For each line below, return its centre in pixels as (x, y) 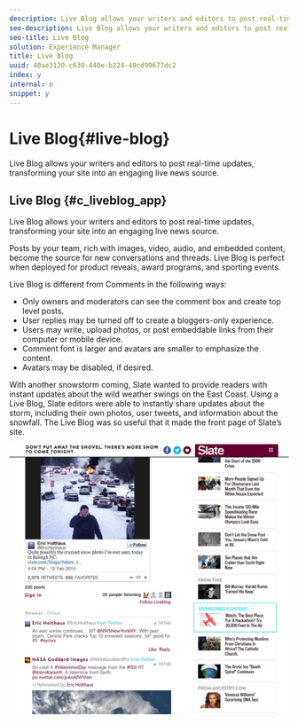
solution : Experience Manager (65, 47)
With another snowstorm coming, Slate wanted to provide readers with (138, 385)
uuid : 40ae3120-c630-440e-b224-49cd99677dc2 (93, 66)
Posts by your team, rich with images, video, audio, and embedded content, (147, 248)
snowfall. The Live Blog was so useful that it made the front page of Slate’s (145, 422)
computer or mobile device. (72, 339)
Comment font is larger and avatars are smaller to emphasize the (140, 349)
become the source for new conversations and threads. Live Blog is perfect (147, 258)
